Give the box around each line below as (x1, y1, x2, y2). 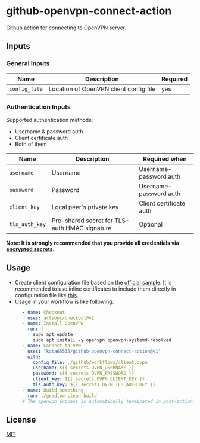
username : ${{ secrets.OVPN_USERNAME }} (32, 365, 135, 371)
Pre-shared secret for (51, 216, 113, 225)
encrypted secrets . (6, 245, 55, 252)
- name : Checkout (21, 309, 65, 315)
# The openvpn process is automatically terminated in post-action (21, 398, 193, 404)
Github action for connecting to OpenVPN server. (6, 24, 127, 31)
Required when (142, 154, 187, 163)
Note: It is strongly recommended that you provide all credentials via (6, 239, 180, 246)
